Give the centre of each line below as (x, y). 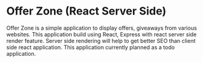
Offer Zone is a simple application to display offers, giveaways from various (102, 28)
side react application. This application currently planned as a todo (90, 47)
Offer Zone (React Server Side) (86, 11)
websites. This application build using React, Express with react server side (102, 34)
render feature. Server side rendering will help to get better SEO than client (101, 41)
